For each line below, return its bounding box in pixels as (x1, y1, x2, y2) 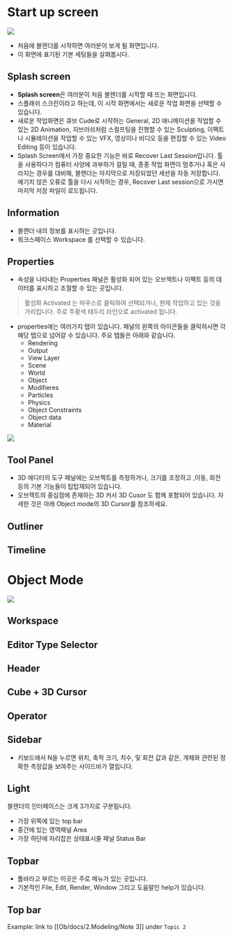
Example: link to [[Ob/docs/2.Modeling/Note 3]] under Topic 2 (7, 923, 186, 931)
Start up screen (7, 4, 99, 20)
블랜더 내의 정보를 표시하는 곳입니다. (17, 226, 116, 235)
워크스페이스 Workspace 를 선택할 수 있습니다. (17, 235, 145, 243)
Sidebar (7, 734, 43, 746)
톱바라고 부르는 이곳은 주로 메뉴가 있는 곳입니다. (17, 874, 148, 883)
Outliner (7, 520, 44, 532)
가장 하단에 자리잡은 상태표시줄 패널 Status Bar (17, 835, 146, 843)
